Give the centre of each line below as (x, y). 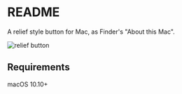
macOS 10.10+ (28, 84)
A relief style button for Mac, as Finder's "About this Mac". (91, 32)
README (34, 12)
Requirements (38, 67)
